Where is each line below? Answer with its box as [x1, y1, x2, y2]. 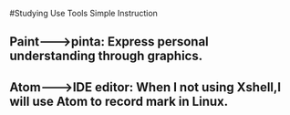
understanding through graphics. [9, 48, 203, 64]
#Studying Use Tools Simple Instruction [9, 8, 158, 18]
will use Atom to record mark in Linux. [9, 93, 229, 109]
